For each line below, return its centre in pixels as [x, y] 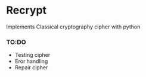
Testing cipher [32, 55]
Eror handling [31, 61]
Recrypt [26, 10]
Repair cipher [31, 68]
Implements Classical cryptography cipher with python [73, 27]
